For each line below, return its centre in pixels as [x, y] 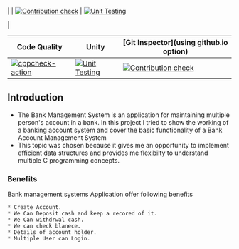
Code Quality [39, 47]
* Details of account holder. [52, 233]
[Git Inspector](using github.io [175, 42]
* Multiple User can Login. [49, 239]
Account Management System [62, 137]
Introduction [36, 97]
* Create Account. [34, 208]
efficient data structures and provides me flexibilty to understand [113, 153]
